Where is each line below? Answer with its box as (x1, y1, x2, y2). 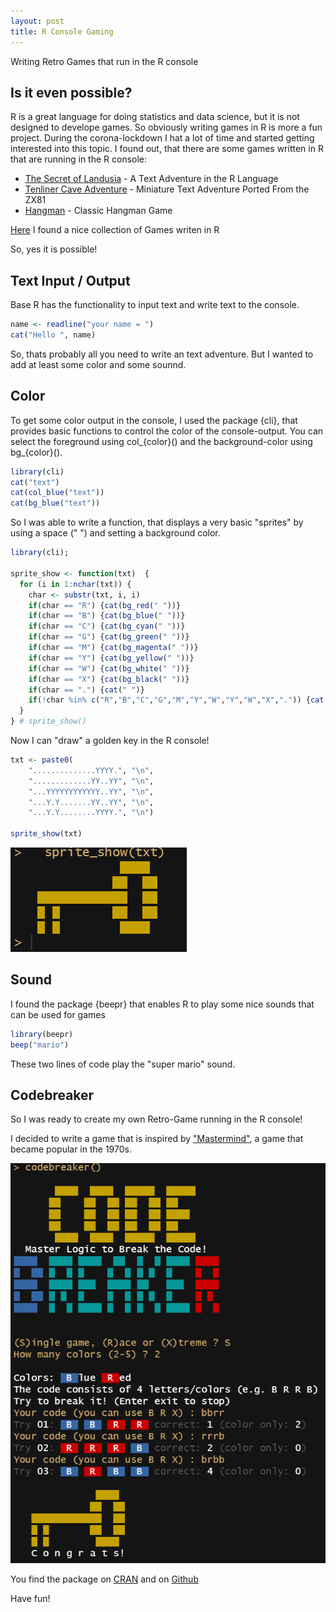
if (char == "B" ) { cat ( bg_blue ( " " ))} (28, 611, 186, 621)
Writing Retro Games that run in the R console (10, 55, 199, 67)
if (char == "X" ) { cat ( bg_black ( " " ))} (28, 674, 190, 684)
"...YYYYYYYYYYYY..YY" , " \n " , (28, 786, 155, 797)
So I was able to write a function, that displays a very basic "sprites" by (10, 516, 304, 529)
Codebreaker (10, 1087, 95, 1104)
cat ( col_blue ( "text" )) (10, 488, 105, 498)
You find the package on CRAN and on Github (10, 1573, 199, 1585)
